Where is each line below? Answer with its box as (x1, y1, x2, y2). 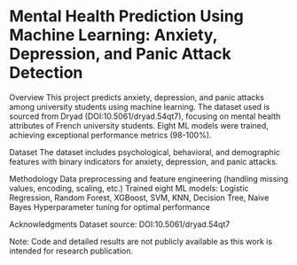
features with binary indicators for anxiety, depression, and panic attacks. (9, 156, 278, 167)
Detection (9, 63, 83, 83)
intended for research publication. (9, 246, 134, 256)
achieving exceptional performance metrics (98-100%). (9, 129, 212, 140)
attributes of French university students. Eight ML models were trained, (9, 120, 269, 130)
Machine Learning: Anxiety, (9, 25, 218, 45)
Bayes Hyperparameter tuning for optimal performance (9, 201, 210, 212)
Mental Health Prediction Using (9, 6, 244, 27)
